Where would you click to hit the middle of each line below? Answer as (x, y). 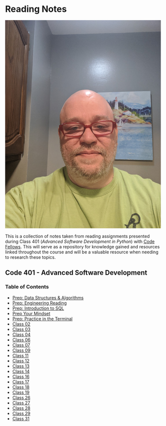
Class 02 (21, 324)
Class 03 (21, 329)
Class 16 (21, 377)
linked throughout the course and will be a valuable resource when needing (82, 252)
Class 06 (21, 339)
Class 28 (21, 408)
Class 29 (21, 413)
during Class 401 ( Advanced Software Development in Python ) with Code (80, 241)
